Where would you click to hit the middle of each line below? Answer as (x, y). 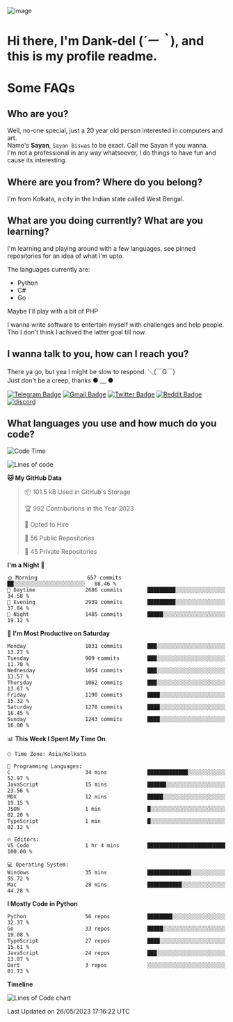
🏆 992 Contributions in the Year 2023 (79, 509)
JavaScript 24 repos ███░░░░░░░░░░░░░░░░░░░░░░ (116, 953)
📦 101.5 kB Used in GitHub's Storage (77, 492)
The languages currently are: (49, 269)
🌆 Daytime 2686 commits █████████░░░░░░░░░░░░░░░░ (116, 590)
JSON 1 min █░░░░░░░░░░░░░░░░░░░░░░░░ (116, 809)
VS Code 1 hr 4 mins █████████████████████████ (116, 846)
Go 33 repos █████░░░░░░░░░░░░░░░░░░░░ (116, 929)
